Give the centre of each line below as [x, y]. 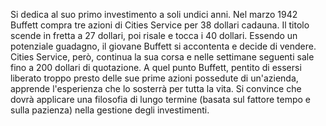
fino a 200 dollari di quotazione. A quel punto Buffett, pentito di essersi [156, 67]
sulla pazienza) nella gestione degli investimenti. [110, 110]
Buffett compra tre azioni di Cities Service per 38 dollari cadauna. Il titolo [160, 25]
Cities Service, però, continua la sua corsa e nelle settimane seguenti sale [162, 57]
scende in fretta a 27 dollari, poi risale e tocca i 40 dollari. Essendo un [154, 35]
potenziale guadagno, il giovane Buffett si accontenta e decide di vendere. [163, 46]
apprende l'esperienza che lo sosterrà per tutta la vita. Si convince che [156, 88]
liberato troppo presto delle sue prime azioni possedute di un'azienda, [154, 78]
